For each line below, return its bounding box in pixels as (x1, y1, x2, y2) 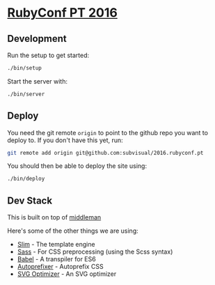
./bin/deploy (7, 176, 45, 183)
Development (7, 33, 67, 45)
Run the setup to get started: (7, 51, 90, 59)
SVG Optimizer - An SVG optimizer (17, 270, 117, 278)
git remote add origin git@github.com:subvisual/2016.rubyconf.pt (7, 149, 204, 156)
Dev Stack (7, 194, 53, 206)
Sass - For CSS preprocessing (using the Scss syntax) (17, 247, 173, 256)
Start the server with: (7, 77, 68, 85)
